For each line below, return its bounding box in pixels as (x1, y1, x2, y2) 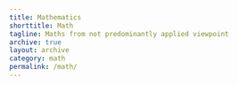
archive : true (9, 37, 62, 47)
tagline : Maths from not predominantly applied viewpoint (9, 29, 229, 38)
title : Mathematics (9, 12, 82, 22)
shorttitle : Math (9, 21, 74, 30)
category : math (9, 54, 66, 63)
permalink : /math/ (9, 63, 78, 72)
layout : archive (9, 46, 70, 55)
